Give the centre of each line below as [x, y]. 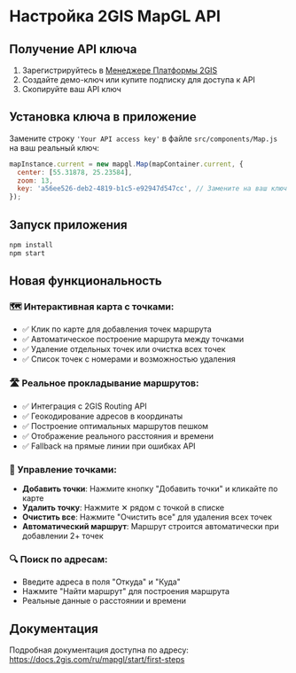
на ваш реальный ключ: [55, 147]
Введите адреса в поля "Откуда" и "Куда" [101, 582]
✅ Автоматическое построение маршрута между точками [133, 340]
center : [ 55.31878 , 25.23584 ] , [75, 172]
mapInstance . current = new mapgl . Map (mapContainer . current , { [126, 164]
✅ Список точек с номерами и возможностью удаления [129, 359]
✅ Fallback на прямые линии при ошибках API [109, 446]
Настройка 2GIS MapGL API [115, 16]
